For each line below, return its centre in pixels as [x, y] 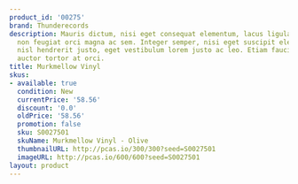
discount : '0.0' [47, 108]
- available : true [43, 83]
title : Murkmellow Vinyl [55, 67]
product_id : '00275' [47, 17]
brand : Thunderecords [49, 26]
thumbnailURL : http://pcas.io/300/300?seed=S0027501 [117, 149]
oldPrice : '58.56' [51, 116]
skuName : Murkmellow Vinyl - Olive [83, 141]
